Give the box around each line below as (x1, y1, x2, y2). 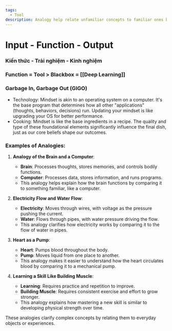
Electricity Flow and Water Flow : (12, 195, 83, 201)
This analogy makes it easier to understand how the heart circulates (20, 258, 164, 264)
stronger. (20, 294, 40, 300)
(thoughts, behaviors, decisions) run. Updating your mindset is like (12, 107, 154, 113)
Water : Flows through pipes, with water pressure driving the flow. (20, 216, 159, 222)
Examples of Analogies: (5, 142, 66, 149)
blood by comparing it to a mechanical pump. (20, 263, 116, 269)
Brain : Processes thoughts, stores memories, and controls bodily (20, 163, 158, 170)
